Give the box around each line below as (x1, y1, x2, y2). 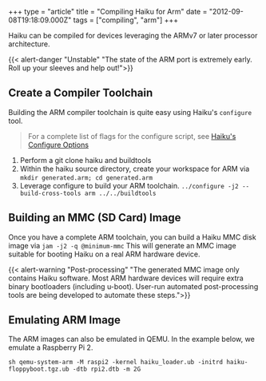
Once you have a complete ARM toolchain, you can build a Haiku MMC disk (8, 232, 257, 242)
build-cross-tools (19, 189, 81, 197)
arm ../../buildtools (84, 189, 157, 197)
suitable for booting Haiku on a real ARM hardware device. (8, 249, 200, 259)
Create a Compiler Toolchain (8, 86, 153, 100)
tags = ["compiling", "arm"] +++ (73, 15, 179, 25)
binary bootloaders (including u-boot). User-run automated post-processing (8, 281, 259, 291)
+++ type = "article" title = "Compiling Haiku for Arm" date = (8, 7, 208, 16)
